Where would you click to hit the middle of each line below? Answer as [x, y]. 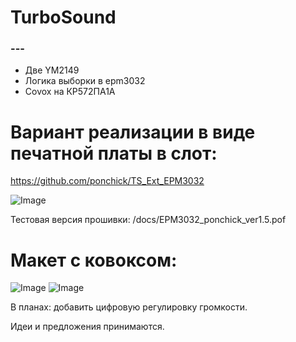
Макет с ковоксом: [94, 260]
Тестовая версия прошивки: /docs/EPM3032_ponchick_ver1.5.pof [148, 220]
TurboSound [63, 17]
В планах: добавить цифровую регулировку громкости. [129, 307]
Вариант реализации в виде [133, 132]
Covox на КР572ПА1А [70, 92]
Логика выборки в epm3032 [85, 81]
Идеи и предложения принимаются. [87, 327]
